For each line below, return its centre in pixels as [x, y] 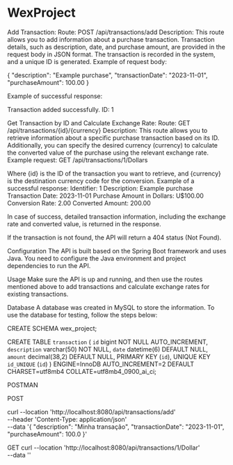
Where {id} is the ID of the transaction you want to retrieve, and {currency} [114, 173]
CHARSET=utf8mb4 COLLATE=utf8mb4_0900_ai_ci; [82, 371]
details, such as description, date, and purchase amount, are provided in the [116, 47]
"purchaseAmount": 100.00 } [48, 82]
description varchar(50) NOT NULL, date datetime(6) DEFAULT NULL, [108, 349]
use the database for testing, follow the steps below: [82, 315]
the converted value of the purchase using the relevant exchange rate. [108, 152]
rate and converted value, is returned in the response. [84, 223]
